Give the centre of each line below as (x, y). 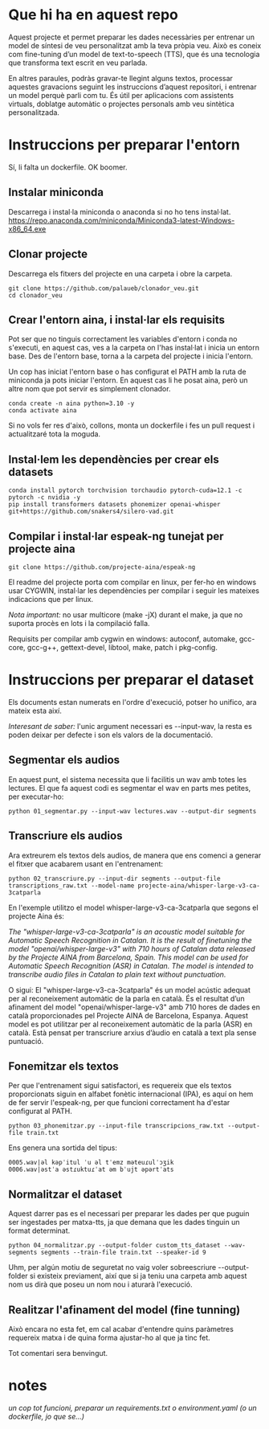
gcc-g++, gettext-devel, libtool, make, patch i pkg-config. (122, 647)
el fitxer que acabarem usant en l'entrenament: (86, 864)
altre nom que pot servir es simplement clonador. (90, 389)
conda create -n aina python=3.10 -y (71, 403)
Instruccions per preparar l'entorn (124, 145)
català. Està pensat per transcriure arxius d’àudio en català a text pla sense (132, 1032)
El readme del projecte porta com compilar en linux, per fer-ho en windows (132, 582)
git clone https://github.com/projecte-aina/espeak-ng (102, 567)
